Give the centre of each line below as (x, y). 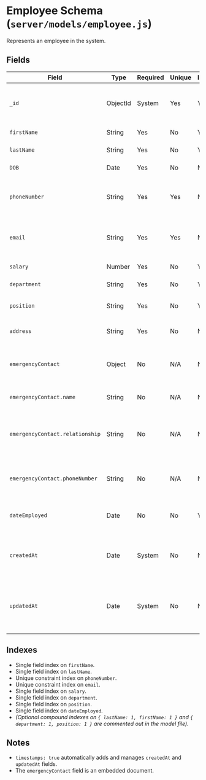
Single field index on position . (53, 704)
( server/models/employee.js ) (79, 24)
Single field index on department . (56, 697)
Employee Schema (55, 11)
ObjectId (119, 103)
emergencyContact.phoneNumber (54, 478)
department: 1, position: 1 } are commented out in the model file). (102, 723)
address (21, 331)
